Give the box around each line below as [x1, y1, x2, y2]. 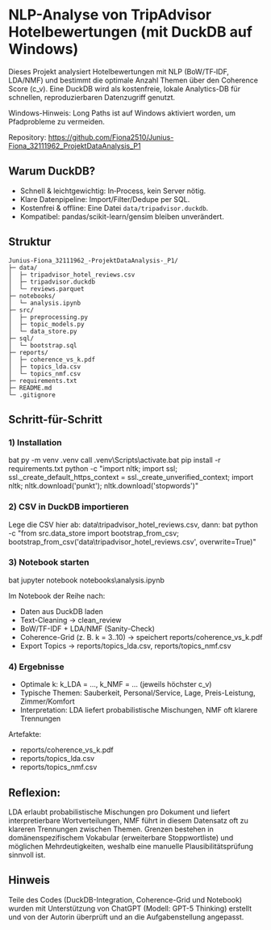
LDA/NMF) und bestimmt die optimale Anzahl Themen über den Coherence [8, 75, 258, 85]
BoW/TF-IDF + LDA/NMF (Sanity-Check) [19, 624, 156, 633]
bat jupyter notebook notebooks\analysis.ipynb [8, 575, 165, 585]
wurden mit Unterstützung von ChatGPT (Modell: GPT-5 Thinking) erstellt [8, 903, 252, 913]
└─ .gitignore [8, 390, 56, 399]
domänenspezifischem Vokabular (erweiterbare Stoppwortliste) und [8, 832, 234, 842]
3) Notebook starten [8, 557, 90, 568]
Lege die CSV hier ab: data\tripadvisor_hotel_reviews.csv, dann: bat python [8, 520, 258, 529]
